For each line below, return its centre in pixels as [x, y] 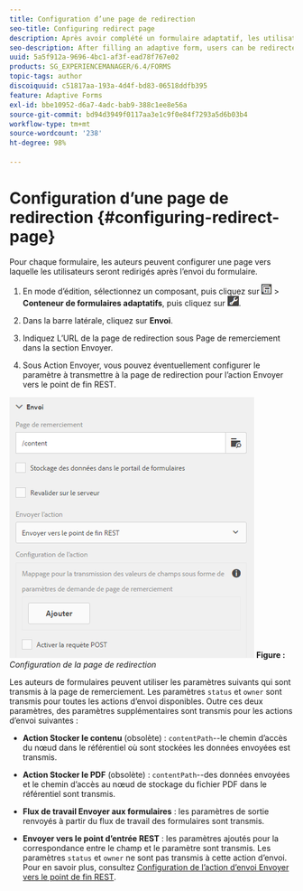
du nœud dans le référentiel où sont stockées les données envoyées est [156, 747]
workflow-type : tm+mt [50, 124]
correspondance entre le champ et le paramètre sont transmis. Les [147, 848]
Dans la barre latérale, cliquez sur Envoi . [97, 320]
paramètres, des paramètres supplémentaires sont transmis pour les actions [151, 710]
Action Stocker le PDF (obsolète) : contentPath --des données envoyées [156, 774]
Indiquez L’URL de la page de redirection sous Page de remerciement [151, 338]
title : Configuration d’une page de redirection [102, 19]
